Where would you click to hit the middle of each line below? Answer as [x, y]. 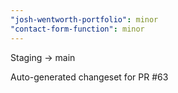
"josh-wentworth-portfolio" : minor [84, 19]
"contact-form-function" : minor [77, 29]
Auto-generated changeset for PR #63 [89, 77]
